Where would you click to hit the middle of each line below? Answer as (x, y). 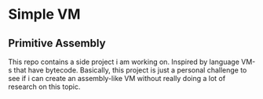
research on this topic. (44, 87)
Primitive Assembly (57, 43)
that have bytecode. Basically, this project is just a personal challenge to (130, 70)
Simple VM (44, 14)
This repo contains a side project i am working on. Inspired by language (124, 62)
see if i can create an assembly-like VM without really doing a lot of (117, 78)
